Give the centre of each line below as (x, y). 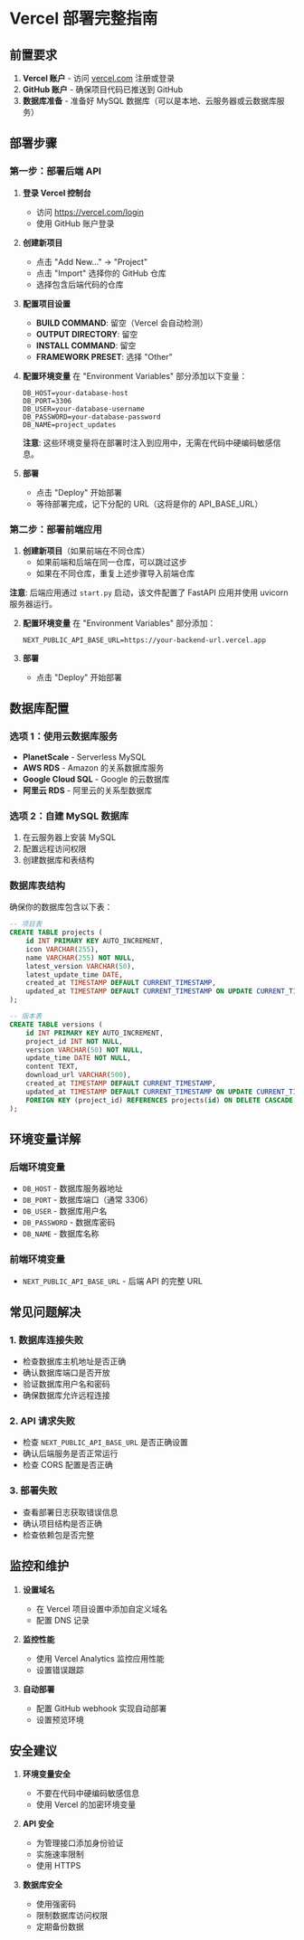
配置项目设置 (46, 303)
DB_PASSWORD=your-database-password (91, 417)
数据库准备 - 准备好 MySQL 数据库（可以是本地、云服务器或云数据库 (150, 101)
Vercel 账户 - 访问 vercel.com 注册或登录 (99, 78)
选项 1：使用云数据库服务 (63, 736)
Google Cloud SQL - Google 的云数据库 (96, 779)
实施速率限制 (60, 1854)
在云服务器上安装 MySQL (69, 837)
